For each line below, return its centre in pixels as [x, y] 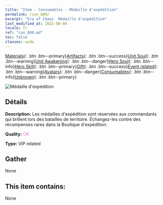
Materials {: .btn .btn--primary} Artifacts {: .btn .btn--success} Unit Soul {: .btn [82, 56]
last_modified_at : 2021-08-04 [36, 23]
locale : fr [16, 28]
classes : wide [20, 42]
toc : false [16, 38]
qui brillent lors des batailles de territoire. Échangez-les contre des [73, 119]
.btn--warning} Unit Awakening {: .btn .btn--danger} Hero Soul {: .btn [73, 61]
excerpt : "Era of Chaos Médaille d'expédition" [56, 19]
